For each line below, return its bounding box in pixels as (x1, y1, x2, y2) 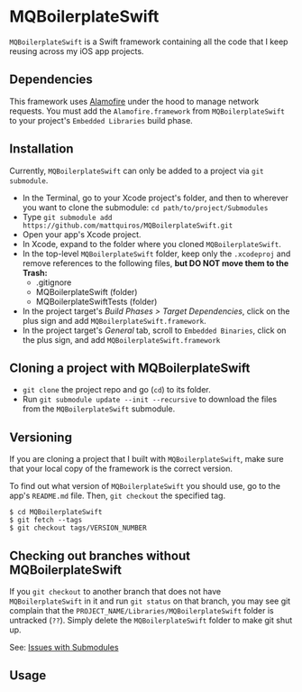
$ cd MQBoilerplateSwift (9, 508, 103, 517)
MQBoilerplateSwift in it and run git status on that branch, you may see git (9, 595, 291, 606)
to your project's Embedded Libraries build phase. (9, 115, 194, 125)
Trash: (22, 267, 48, 278)
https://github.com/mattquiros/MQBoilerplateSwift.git (22, 221, 233, 230)
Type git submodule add (22, 211, 113, 222)
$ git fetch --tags (9, 516, 83, 525)
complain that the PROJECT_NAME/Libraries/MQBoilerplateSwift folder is (9, 605, 275, 615)
